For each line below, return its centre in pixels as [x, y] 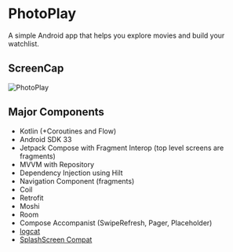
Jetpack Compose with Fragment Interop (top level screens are [122, 148]
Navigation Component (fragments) [77, 181]
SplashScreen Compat [56, 239]
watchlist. [24, 43]
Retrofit [31, 198]
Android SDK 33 [46, 139]
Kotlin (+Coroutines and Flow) [68, 131]
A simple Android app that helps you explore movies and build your [116, 35]
